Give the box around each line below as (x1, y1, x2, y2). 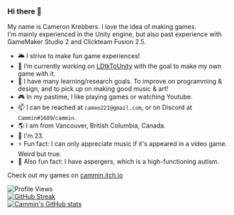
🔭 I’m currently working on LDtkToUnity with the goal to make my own (17, 62, 222, 70)
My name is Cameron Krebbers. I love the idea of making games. (7, 23, 197, 31)
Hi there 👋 (7, 6, 43, 16)
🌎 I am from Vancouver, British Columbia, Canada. (17, 121, 166, 130)
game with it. (17, 70, 56, 78)
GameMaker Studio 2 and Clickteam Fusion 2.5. (7, 38, 147, 46)
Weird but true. (17, 150, 62, 158)
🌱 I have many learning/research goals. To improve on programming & (17, 77, 222, 86)
